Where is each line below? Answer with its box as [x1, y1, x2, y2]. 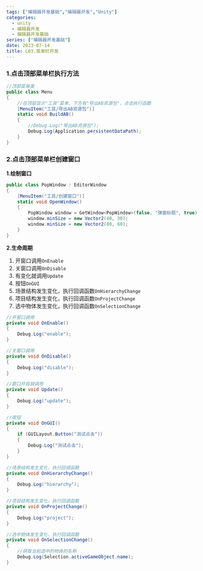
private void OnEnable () [6, 320, 69, 326]
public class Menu [6, 89, 53, 95]
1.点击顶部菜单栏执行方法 [6, 69, 80, 77]
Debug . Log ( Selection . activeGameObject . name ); [17, 554, 134, 560]
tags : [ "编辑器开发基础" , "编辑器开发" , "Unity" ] [6, 8, 118, 15]
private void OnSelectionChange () [6, 537, 94, 543]
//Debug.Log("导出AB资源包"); [28, 123, 100, 129]
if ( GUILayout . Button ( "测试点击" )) [17, 431, 103, 437]
